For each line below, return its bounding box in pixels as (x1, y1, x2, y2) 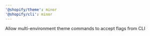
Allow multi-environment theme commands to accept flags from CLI (5, 25, 145, 31)
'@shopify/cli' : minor (5, 12, 53, 17)
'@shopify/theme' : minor (5, 7, 57, 12)
